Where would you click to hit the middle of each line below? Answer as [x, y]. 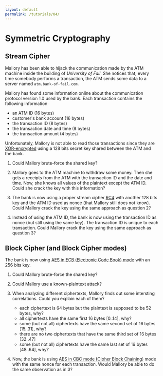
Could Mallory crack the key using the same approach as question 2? [81, 208]
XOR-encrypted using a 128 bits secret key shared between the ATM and [78, 148]
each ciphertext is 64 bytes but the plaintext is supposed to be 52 [85, 308]
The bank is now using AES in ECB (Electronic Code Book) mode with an [78, 260]
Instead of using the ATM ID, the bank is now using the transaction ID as [84, 217]
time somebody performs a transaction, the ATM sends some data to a [76, 78]
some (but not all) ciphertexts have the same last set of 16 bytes [83, 344]
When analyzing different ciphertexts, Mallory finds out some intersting [83, 293]
